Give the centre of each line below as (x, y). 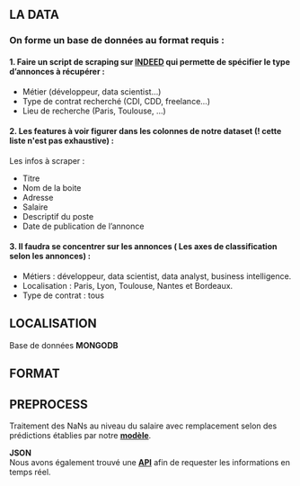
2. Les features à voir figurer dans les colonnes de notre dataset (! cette (146, 131)
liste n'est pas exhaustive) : (62, 141)
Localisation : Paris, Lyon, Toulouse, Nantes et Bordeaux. (128, 285)
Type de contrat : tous (63, 295)
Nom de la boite (52, 187)
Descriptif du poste (58, 216)
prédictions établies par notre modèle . (80, 435)
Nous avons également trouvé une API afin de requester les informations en (150, 462)
